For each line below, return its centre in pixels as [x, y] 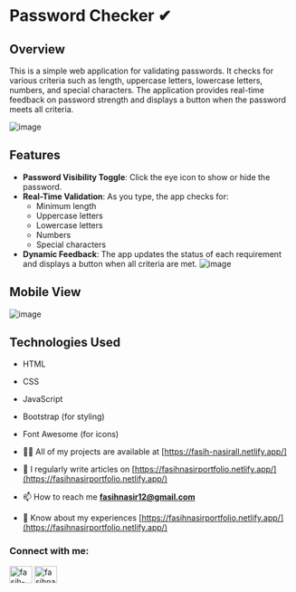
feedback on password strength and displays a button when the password [148, 100]
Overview [38, 49]
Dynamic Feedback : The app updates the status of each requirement [152, 253]
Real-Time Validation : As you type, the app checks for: [125, 196]
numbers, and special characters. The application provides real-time [137, 90]
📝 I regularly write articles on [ [79, 469]
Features [35, 155]
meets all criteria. [42, 109]
